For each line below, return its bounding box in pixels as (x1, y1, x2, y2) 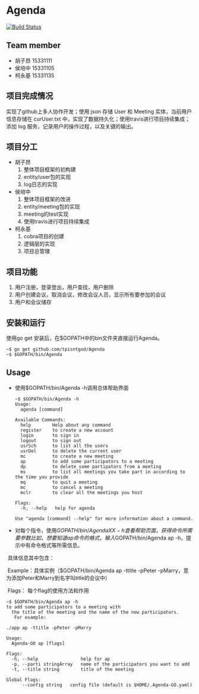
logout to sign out (20, 437, 82, 443)
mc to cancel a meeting (20, 484, 103, 490)
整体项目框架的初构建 (23, 166, 76, 173)
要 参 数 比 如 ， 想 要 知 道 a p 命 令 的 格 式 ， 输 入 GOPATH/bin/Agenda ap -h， (14, 534, 187, 541)
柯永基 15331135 (14, 72, 55, 79)
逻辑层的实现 (23, 240, 55, 247)
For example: (14, 614, 46, 620)
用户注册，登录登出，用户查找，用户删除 (14, 283, 114, 291)
